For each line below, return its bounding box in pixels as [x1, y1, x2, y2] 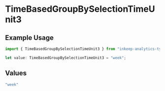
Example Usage [5, 33, 54, 42]
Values [5, 69, 27, 77]
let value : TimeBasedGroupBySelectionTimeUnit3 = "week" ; [5, 55, 126, 60]
